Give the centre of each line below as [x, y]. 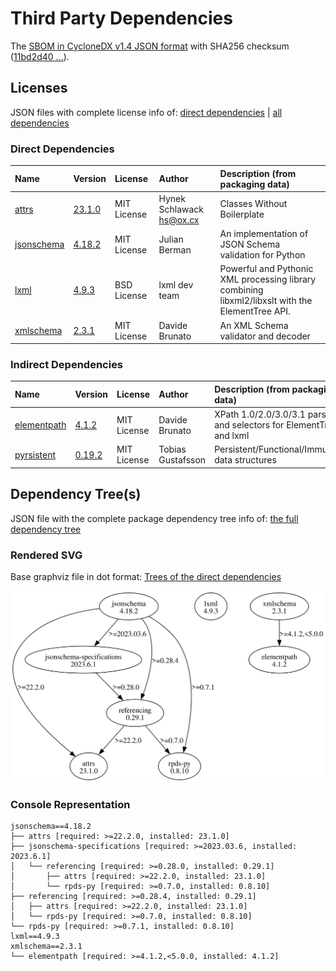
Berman [175, 249]
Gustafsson [182, 460]
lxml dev [176, 284]
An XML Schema [254, 325]
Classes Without [253, 204]
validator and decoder [265, 336]
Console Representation [70, 804]
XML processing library [268, 279]
